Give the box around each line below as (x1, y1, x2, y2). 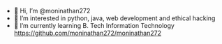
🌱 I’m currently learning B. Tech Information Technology (13, 22, 175, 29)
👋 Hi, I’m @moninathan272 (13, 7, 91, 15)
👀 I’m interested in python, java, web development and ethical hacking (13, 14, 216, 22)
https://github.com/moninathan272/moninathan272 (13, 29, 162, 37)
